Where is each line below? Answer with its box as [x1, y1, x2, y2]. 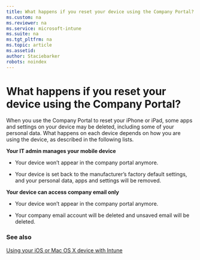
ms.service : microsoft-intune [6, 25, 82, 32]
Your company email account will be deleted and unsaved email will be [14, 212, 190, 219]
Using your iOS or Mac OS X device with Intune [6, 246, 123, 254]
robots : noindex [6, 59, 47, 65]
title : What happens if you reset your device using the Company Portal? [6, 8, 195, 15]
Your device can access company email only [6, 189, 120, 196]
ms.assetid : [6, 48, 36, 54]
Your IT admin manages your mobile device [6, 148, 116, 155]
